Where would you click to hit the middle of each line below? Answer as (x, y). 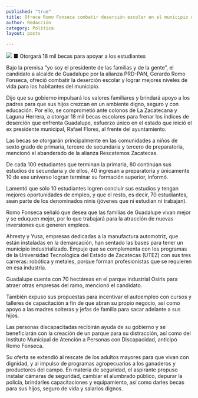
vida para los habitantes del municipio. (53, 87)
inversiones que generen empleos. (48, 225)
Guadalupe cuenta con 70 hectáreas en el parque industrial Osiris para (92, 279)
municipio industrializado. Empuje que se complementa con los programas (97, 249)
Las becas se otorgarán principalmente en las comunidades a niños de (92, 141)
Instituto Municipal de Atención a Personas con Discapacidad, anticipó (92, 340)
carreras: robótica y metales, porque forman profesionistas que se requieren (99, 262)
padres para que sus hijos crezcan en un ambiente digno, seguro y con (93, 104)
